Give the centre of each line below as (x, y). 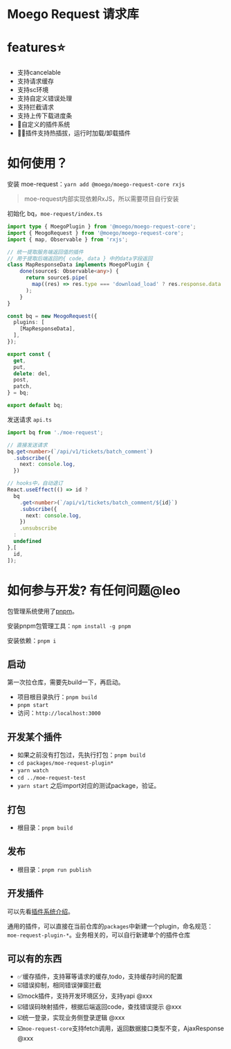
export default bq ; (35, 406)
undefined (27, 541)
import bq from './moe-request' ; (55, 432)
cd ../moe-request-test (52, 778)
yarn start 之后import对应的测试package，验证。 (89, 786)
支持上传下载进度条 (45, 116)
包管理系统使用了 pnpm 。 (43, 611)
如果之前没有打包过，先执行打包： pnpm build (81, 755)
